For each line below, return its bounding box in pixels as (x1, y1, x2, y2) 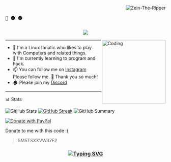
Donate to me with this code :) (5, 127, 69, 134)
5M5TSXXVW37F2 (17, 138, 58, 144)
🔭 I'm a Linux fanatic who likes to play (12, 45, 92, 51)
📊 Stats (5, 96, 22, 103)
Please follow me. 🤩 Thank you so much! (12, 74, 98, 80)
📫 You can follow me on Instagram (12, 67, 87, 73)
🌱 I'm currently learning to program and (12, 55, 96, 61)
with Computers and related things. (12, 50, 87, 56)
